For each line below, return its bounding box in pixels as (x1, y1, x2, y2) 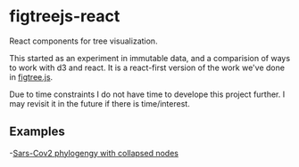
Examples (9, 124, 65, 139)
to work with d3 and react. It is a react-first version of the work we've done (9, 62, 286, 73)
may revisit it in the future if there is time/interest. (9, 98, 190, 108)
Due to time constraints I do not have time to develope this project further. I (9, 89, 286, 99)
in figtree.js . (9, 71, 54, 82)
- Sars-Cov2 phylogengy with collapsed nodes (9, 147, 179, 158)
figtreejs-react (9, 6, 120, 27)
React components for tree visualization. (9, 36, 158, 46)
